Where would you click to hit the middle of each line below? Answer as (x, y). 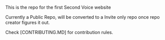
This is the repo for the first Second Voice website (58, 7)
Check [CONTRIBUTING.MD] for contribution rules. (59, 32)
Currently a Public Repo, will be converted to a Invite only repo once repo (82, 17)
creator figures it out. (28, 23)
